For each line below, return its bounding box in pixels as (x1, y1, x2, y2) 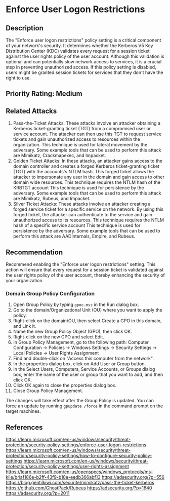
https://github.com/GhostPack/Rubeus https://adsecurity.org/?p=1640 (6, 485, 152, 491)
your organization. (6, 278, 44, 284)
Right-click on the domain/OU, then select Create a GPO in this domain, (13, 318, 162, 324)
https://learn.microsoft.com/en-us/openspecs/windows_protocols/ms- (6, 469, 153, 475)
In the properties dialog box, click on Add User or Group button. (13, 361, 146, 367)
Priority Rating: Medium (6, 90, 82, 98)
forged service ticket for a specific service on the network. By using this (13, 206, 164, 212)
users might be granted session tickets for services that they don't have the (6, 69, 163, 75)
